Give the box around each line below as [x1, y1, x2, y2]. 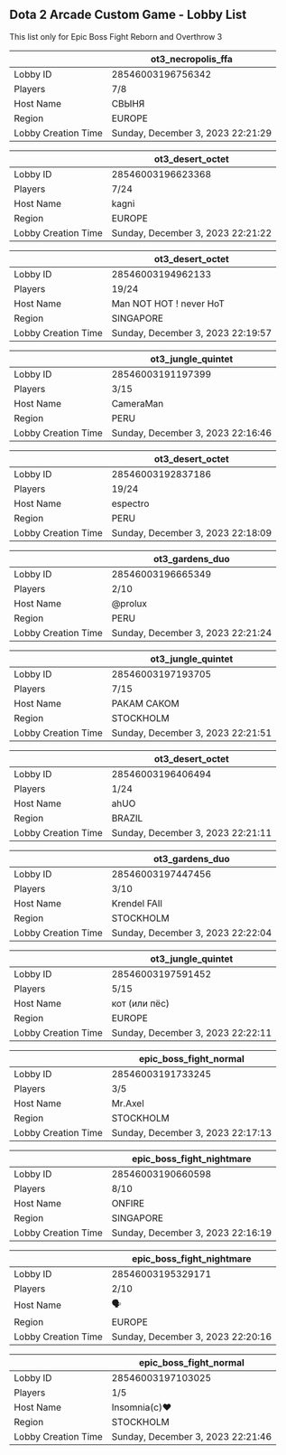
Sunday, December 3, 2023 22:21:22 [111, 226, 272, 239]
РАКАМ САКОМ [111, 697, 180, 709]
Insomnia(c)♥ [111, 1401, 172, 1413]
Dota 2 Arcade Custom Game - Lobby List [9, 7, 247, 23]
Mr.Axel [111, 1097, 144, 1110]
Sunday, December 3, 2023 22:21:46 [111, 1430, 272, 1442]
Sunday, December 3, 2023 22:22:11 [111, 1026, 272, 1038]
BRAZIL [111, 812, 143, 824]
